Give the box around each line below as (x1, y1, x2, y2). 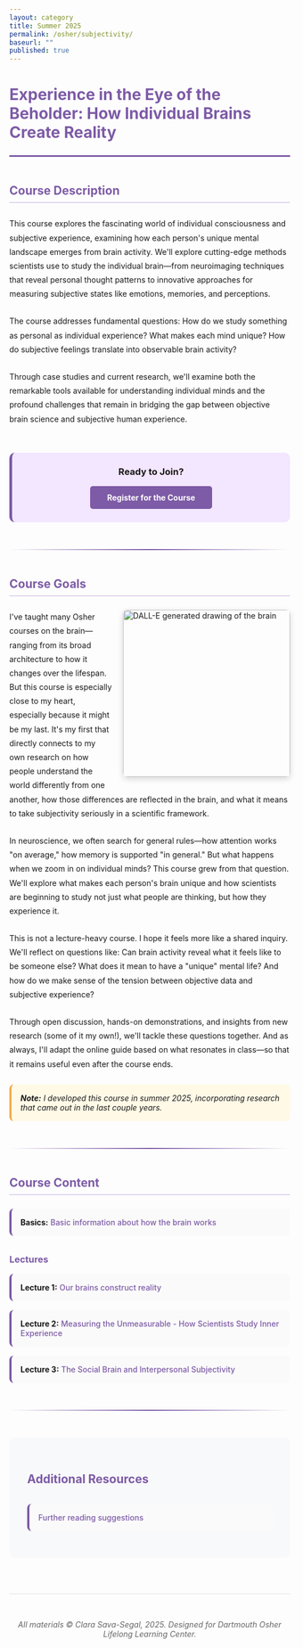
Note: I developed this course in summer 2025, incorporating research (20, 1093, 281, 1103)
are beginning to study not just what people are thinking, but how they (9, 891, 267, 902)
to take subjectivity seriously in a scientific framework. (9, 808, 209, 818)
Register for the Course (106, 492, 196, 504)
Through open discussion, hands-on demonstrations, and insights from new (9, 1017, 288, 1027)
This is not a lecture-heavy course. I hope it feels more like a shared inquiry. (9, 933, 288, 944)
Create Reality (9, 122, 118, 143)
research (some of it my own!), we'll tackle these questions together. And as (9, 1030, 289, 1041)
